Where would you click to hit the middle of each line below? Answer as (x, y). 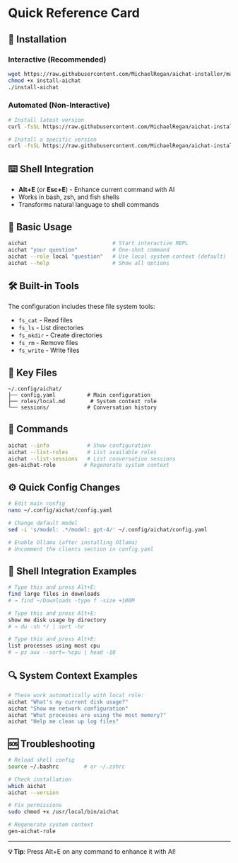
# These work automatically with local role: (76, 695)
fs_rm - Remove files (48, 343)
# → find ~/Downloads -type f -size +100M (71, 600)
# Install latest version (46, 120)
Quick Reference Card (74, 13)
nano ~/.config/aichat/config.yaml (60, 511)
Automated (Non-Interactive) (59, 106)
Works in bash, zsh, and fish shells (69, 197)
